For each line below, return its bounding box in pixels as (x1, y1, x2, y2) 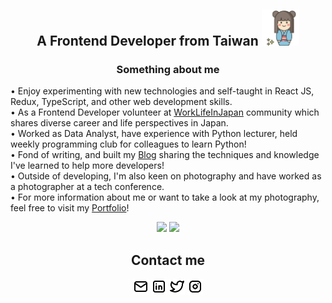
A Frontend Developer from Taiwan (36, 33, 259, 50)
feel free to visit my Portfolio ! (10, 202, 130, 214)
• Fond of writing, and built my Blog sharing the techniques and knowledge (10, 149, 320, 161)
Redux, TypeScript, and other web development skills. (10, 96, 233, 108)
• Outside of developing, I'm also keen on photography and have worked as (10, 170, 322, 182)
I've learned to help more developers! (10, 160, 165, 172)
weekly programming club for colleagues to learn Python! (10, 138, 247, 150)
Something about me (116, 62, 220, 76)
